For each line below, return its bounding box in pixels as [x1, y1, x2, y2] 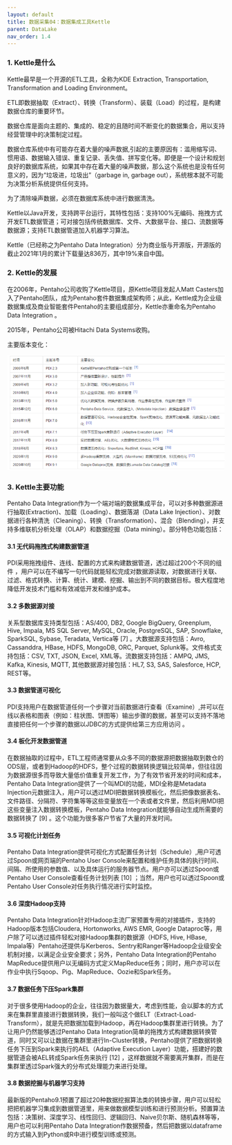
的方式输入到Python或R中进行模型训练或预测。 [7, 1130, 140, 1138]
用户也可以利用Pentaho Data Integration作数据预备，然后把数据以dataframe [7, 1122, 222, 1130]
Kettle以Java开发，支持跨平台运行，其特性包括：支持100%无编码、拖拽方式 [7, 208, 223, 217]
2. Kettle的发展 [7, 268, 57, 277]
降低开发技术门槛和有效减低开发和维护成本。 [7, 585, 135, 593]
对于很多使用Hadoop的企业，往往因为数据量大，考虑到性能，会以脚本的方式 [7, 1001, 224, 1010]
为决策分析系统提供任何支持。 [7, 179, 92, 188]
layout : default [7, 11, 54, 18]
